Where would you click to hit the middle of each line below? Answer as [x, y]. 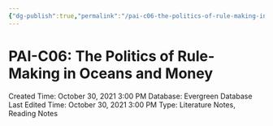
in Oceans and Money [138, 73]
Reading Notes [33, 113]
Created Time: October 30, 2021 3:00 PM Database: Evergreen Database [130, 96]
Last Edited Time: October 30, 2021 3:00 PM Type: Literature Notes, [122, 104]
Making [35, 73]
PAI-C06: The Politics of [91, 56]
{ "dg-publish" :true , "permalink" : [65, 16]
